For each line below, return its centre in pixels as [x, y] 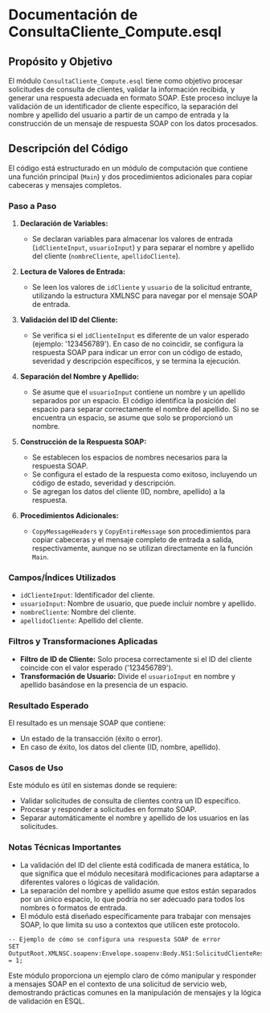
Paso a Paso [33, 206]
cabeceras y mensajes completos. [65, 185]
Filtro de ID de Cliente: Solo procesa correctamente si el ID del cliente [136, 659]
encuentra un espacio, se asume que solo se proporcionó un [133, 418]
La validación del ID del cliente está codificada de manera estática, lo [135, 864]
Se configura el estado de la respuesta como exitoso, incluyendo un [144, 475]
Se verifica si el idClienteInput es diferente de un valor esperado [140, 336]
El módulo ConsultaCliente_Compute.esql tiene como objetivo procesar [125, 81]
